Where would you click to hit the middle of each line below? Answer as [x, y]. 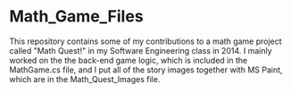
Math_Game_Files [77, 17]
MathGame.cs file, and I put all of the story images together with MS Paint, [146, 70]
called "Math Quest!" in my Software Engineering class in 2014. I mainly [141, 50]
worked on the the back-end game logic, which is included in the [129, 60]
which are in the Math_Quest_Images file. [85, 79]
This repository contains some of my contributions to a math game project [146, 41]
